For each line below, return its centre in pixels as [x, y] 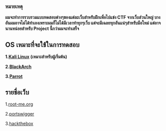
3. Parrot [14, 76]
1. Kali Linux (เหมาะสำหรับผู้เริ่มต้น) [36, 57]
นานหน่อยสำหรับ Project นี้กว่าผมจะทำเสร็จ [42, 28]
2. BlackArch [18, 67]
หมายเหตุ [14, 6]
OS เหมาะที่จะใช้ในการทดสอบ [42, 45]
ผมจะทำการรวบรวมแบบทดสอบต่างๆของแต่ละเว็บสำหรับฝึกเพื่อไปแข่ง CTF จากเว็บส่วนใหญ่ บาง [83, 17]
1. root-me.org [19, 104]
